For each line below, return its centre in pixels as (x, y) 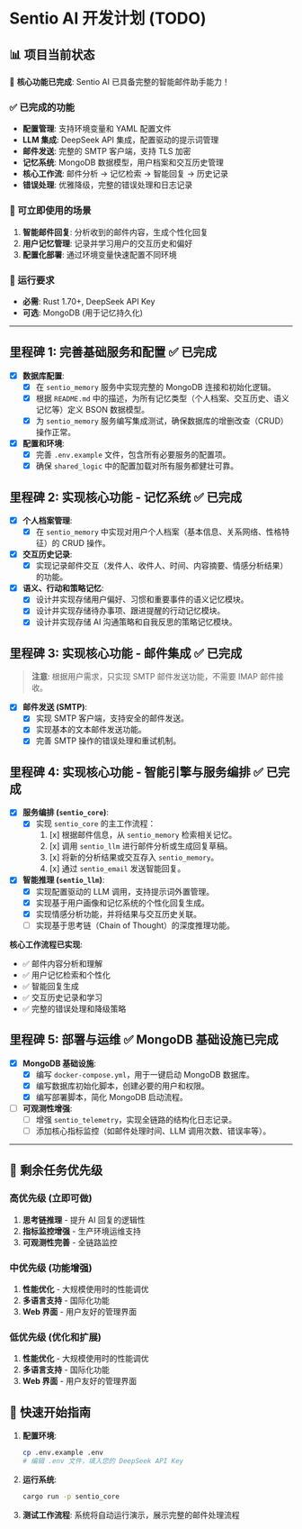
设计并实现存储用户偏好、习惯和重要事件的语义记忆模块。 (142, 599)
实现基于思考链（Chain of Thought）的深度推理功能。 (135, 925)
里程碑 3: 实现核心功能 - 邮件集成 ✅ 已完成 (126, 653)
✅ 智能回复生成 (50, 986)
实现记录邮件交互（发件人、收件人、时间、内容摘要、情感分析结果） (162, 566)
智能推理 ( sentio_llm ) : (63, 880)
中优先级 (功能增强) (51, 1268)
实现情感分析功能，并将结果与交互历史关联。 (119, 914)
